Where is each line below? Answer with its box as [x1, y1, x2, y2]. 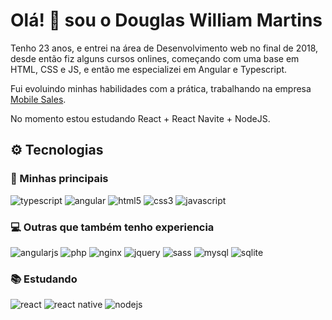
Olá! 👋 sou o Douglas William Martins [10, 9, 323, 32]
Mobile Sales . [10, 93, 67, 105]
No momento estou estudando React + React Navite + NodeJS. [10, 112, 271, 124]
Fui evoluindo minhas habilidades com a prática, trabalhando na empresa [10, 82, 312, 94]
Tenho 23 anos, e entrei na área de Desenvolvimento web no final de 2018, [10, 42, 319, 54]
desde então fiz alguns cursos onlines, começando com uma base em [10, 52, 300, 64]
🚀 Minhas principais [10, 172, 109, 186]
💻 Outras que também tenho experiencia [10, 220, 215, 234]
